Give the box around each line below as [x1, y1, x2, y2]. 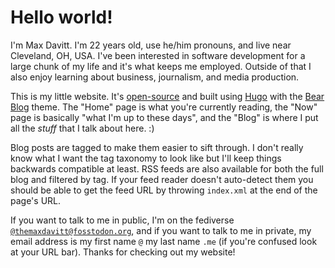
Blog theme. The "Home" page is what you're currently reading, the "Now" [10, 101, 318, 113]
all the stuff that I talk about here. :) [10, 122, 155, 134]
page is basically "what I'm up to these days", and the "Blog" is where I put [10, 111, 319, 123]
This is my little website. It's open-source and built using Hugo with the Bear [10, 90, 325, 102]
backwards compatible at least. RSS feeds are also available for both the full [10, 162, 324, 175]
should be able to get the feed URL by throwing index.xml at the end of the [10, 184, 318, 196]
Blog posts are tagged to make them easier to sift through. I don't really [10, 141, 304, 153]
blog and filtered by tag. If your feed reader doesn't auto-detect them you [10, 173, 314, 185]
